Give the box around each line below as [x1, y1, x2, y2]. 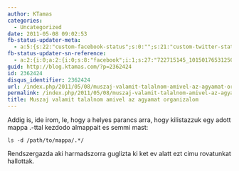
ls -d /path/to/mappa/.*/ [7, 137, 84, 144]
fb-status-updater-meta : [7, 37, 81, 44]
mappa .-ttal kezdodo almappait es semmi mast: [7, 123, 149, 131]
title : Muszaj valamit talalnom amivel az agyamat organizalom [7, 96, 199, 104]
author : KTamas [7, 10, 53, 18]
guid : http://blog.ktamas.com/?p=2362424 [7, 63, 132, 70]
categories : [7, 17, 43, 24]
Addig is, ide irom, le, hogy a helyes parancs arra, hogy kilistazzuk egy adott [7, 116, 231, 124]
